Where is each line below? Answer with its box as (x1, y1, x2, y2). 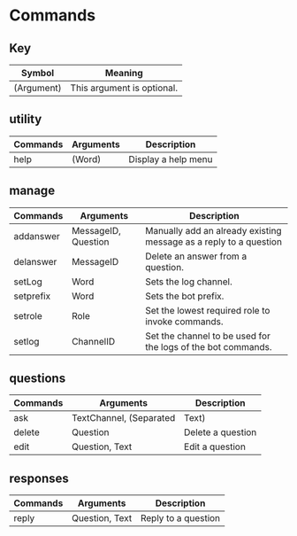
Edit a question (184, 440, 246, 453)
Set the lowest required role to (145, 304, 270, 316)
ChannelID (72, 335, 116, 347)
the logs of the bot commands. (145, 340, 272, 353)
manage (9, 183, 56, 198)
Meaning (104, 67, 143, 79)
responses (9, 470, 69, 486)
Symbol (20, 67, 55, 79)
